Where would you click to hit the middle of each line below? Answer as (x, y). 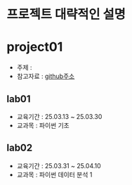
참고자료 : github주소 (46, 76)
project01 (35, 47)
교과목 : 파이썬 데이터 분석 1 (54, 174)
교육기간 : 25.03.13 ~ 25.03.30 (59, 116)
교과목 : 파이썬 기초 (43, 125)
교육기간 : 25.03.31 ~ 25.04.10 (59, 165)
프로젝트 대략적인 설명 (66, 14)
